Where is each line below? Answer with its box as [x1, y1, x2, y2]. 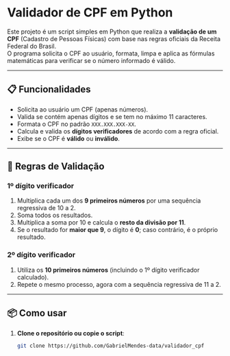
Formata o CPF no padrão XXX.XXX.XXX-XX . [16, 120, 137, 128]
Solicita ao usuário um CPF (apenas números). [16, 105, 149, 114]
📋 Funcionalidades [7, 84, 91, 95]
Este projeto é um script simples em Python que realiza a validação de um [7, 27, 217, 36]
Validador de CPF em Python [7, 5, 173, 21]
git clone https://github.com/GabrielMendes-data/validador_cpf [16, 342, 205, 349]
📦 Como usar [7, 307, 67, 319]
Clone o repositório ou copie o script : [16, 329, 125, 337]
